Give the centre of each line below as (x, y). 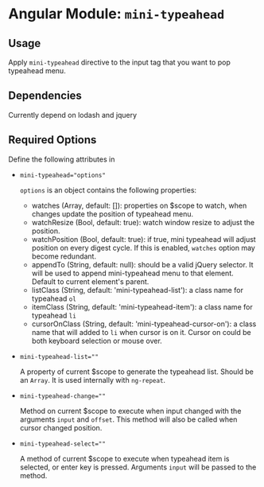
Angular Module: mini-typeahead (116, 14)
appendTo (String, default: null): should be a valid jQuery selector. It (142, 264)
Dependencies (45, 96)
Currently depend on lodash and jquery (73, 115)
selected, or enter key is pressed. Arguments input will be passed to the (138, 467)
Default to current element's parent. (90, 281)
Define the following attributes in (62, 159)
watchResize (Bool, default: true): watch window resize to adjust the (143, 222)
